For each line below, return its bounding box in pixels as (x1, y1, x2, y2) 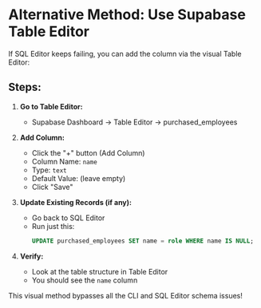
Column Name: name (31, 156, 97, 166)
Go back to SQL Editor (31, 213, 105, 223)
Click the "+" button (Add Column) (31, 148, 145, 157)
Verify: (19, 251, 44, 261)
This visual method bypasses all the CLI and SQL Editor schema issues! (8, 290, 243, 300)
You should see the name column (31, 275, 138, 285)
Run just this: (31, 221, 75, 231)
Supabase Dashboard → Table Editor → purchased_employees (31, 117, 238, 127)
